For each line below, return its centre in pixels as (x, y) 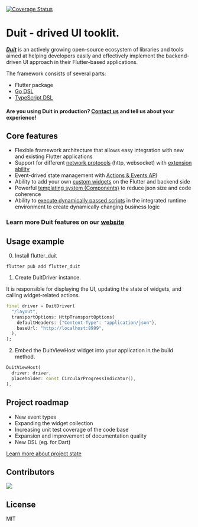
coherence (28, 194)
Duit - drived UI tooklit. (63, 33)
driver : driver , (31, 373)
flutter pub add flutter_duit (43, 266)
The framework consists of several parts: (56, 73)
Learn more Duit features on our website (65, 222)
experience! (21, 117)
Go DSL (24, 91)
